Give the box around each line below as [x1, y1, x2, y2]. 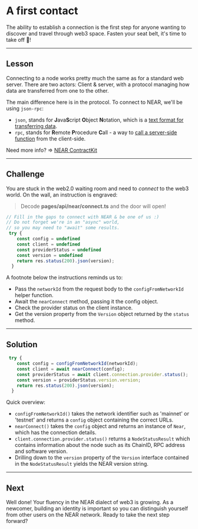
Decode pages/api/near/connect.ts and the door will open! [20, 203, 166, 210]
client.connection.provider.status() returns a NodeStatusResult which [14, 435, 190, 442]
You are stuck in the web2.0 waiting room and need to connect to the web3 [6, 185, 189, 192]
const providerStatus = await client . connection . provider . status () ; [16, 371, 189, 377]
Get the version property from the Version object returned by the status [14, 311, 190, 318]
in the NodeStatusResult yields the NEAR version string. [14, 461, 149, 468]
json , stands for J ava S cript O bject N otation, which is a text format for [14, 116, 184, 123]
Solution [6, 339, 38, 350]
